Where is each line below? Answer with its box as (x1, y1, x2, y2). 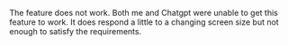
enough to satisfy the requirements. (9, 26, 142, 36)
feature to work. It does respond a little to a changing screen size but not (9, 17, 279, 27)
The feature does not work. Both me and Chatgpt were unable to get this (9, 8, 279, 18)
